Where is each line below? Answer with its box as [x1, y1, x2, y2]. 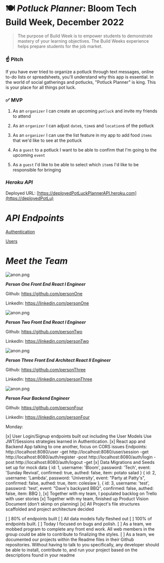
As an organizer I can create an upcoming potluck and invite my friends [12, 108, 158, 114]
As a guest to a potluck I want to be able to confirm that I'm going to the [12, 147, 157, 153]
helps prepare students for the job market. [17, 43, 103, 49]
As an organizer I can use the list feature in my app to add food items [12, 132, 152, 138]
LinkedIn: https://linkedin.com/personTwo [5, 338, 89, 344]
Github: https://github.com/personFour [5, 405, 83, 410]
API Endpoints [5, 213, 64, 224]
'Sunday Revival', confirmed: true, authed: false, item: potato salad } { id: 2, [5, 469, 156, 475]
